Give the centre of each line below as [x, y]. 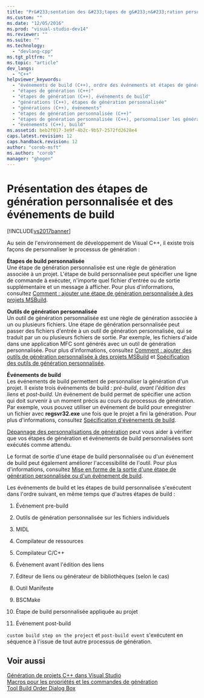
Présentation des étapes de [77, 188]
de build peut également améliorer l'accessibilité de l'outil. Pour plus [92, 463]
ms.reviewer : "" [27, 35]
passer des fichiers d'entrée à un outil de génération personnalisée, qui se [100, 331]
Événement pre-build [42, 506]
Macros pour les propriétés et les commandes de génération [82, 682]
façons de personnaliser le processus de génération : [73, 249]
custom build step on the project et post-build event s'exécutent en [95, 635]
